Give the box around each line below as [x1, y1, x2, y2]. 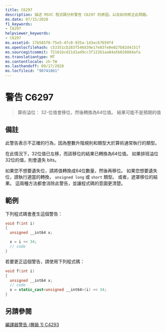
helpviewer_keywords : [5, 31, 51, 36]
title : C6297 [5, 7, 33, 13]
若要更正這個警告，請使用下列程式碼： [5, 258, 85, 264]
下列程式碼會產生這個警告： [5, 210, 63, 217]
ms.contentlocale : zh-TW [5, 59, 57, 64]
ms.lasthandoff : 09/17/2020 [5, 64, 64, 69]
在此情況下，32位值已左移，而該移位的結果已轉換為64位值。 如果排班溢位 [5, 150, 158, 156]
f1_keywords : [5, 21, 33, 27]
